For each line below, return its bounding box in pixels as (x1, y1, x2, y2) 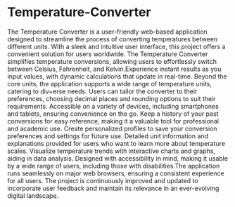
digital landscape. (7, 191, 59, 200)
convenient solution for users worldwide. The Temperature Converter (7, 50, 208, 58)
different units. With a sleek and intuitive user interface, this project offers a (7, 42, 226, 51)
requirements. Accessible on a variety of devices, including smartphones (7, 102, 220, 110)
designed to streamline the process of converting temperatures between (7, 34, 218, 43)
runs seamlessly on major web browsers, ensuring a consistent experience (7, 169, 224, 178)
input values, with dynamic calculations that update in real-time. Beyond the (7, 72, 227, 81)
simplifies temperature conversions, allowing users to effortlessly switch (7, 57, 217, 65)
